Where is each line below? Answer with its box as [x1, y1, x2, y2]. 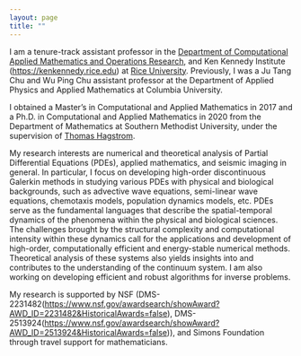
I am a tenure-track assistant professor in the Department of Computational [9, 46, 289, 56]
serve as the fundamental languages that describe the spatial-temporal [9, 204, 272, 215]
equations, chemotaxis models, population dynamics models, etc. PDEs [9, 195, 274, 206]
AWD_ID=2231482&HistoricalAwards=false [9, 308, 168, 318]
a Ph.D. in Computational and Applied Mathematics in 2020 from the [9, 111, 262, 122]
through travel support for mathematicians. [9, 336, 168, 347]
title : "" [9, 22, 47, 30]
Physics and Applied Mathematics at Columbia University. [9, 84, 223, 95]
